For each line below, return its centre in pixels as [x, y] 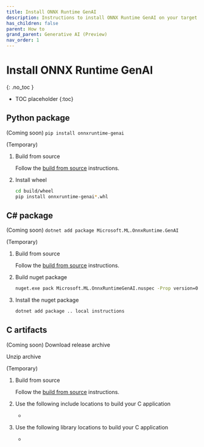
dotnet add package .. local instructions [70, 311]
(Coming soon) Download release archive [58, 345]
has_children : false [33, 23]
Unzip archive [24, 356]
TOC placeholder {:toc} [44, 99]
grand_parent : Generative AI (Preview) [57, 35]
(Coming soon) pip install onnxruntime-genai [65, 133]
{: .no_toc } [20, 87]
